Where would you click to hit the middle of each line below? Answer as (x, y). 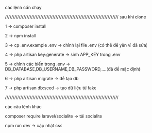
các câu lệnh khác (24, 107)
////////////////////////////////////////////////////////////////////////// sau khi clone (76, 17)
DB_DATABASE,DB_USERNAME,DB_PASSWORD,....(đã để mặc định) (73, 69)
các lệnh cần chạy (23, 8)
